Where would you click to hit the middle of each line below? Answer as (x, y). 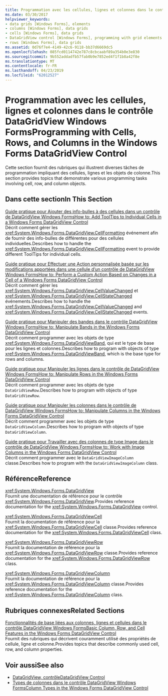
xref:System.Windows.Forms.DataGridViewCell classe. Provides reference (81, 527)
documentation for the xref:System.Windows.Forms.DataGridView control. (82, 507)
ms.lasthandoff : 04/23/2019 (34, 71)
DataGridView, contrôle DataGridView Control (58, 677)
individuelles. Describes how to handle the (48, 243)
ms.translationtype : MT (30, 61)
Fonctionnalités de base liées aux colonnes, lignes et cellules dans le (76, 623)
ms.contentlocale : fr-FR (31, 66)
